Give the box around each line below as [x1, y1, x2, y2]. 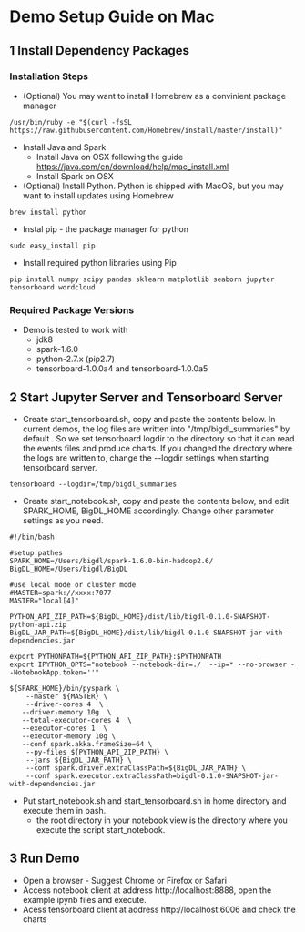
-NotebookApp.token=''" [9, 667, 100, 677]
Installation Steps [9, 70, 89, 83]
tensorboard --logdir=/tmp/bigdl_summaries [9, 480, 178, 489]
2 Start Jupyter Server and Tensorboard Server [9, 390, 283, 405]
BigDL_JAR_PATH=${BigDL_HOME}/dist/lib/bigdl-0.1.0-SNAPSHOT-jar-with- [9, 628, 287, 637]
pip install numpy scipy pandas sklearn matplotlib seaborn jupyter [9, 275, 275, 284]
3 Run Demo [9, 851, 80, 866]
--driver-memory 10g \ [21, 707, 112, 716]
